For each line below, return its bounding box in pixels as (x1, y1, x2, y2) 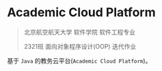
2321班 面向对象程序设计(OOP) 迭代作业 (23, 42, 137, 50)
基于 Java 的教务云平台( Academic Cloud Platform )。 (7, 56, 152, 65)
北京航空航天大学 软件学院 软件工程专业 (23, 28, 135, 36)
